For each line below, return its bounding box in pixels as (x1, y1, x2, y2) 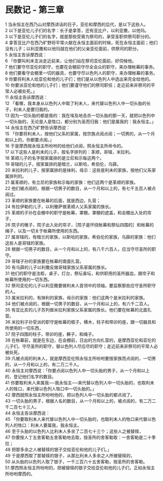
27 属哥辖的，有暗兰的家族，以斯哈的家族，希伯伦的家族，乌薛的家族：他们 (5, 234, 156, 240)
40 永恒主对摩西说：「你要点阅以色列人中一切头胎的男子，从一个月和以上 (5, 367, 150, 373)
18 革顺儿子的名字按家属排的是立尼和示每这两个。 (5, 155, 104, 161)
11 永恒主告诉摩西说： (5, 94, 49, 100)
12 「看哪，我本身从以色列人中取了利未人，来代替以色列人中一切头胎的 (5, 100, 147, 106)
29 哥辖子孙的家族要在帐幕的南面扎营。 (5, 258, 84, 264)
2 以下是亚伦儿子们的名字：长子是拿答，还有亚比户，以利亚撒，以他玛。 (5, 27, 149, 33)
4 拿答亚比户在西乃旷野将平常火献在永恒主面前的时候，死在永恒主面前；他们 (5, 39, 158, 45)
